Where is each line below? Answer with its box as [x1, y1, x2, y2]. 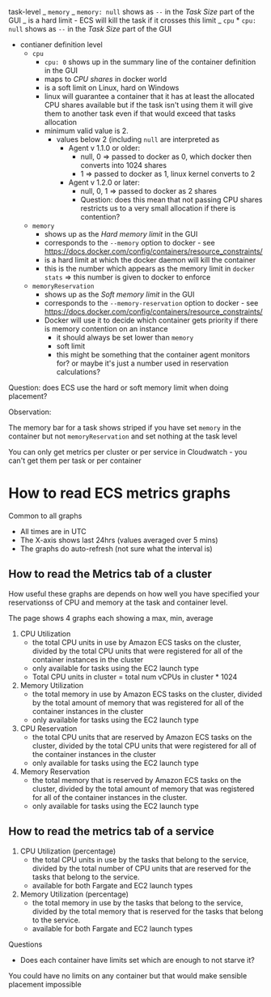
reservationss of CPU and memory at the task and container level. [8, 597, 228, 607]
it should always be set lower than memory [56, 332, 194, 342]
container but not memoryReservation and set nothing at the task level [8, 431, 238, 441]
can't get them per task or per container [8, 456, 142, 465]
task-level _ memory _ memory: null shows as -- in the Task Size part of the [8, 7, 255, 16]
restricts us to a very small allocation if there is [80, 203, 236, 213]
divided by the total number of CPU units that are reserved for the [32, 863, 252, 873]
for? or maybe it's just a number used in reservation [56, 358, 229, 368]
